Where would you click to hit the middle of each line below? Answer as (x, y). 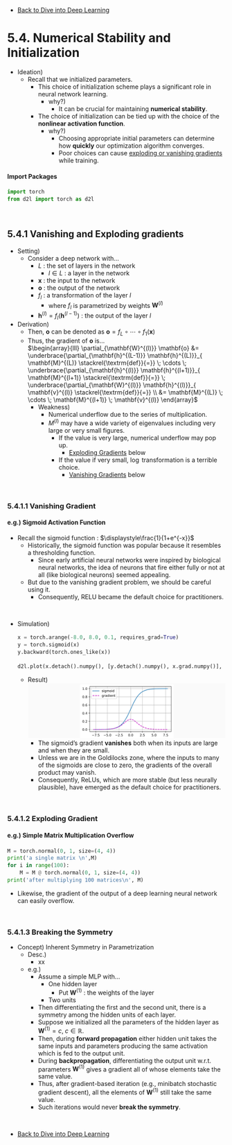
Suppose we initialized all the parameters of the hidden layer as (128, 1022)
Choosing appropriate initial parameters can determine (136, 138)
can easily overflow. (46, 900)
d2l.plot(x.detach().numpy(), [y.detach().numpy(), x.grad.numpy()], (120, 666)
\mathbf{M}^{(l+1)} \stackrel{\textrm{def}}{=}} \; (97, 378)
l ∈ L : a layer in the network (89, 273)
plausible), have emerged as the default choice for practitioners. (130, 787)
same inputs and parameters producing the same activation (123, 1046)
